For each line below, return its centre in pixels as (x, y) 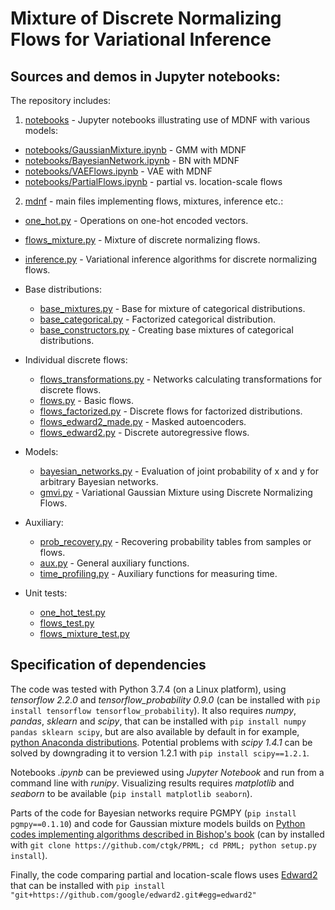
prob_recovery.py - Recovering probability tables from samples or (175, 541)
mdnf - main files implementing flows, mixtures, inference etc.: (154, 201)
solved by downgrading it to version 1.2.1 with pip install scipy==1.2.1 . (160, 753)
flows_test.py (67, 623)
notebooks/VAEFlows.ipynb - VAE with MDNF (118, 171)
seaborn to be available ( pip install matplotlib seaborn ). (131, 793)
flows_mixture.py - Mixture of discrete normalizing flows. (142, 240)
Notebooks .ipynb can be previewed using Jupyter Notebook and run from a (167, 772)
